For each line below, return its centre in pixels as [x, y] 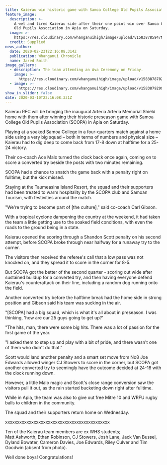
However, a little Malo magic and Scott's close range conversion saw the [80, 383]
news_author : [19, 47]
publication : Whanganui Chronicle [45, 56]
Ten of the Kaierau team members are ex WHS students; [63, 432]
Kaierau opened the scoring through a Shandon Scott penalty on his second [83, 237]
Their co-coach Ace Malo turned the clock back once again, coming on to [81, 157]
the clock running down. [30, 373]
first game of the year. [28, 333]
